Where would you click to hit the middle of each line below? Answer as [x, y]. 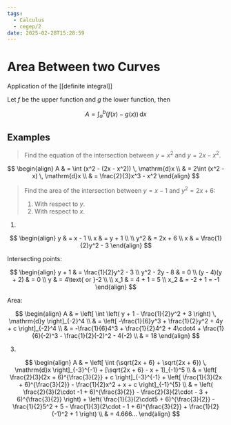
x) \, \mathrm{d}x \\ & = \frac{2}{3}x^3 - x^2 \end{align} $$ [116, 176]
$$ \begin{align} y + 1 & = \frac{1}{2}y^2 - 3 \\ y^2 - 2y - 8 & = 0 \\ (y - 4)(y [116, 272]
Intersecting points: [34, 258]
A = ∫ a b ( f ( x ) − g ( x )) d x [116, 114]
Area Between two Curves [84, 67]
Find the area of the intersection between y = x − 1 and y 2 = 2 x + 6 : [120, 190]
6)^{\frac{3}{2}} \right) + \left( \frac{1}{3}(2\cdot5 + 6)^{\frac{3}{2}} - [116, 399]
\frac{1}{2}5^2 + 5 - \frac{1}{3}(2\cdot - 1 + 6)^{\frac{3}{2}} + [100, 406]
